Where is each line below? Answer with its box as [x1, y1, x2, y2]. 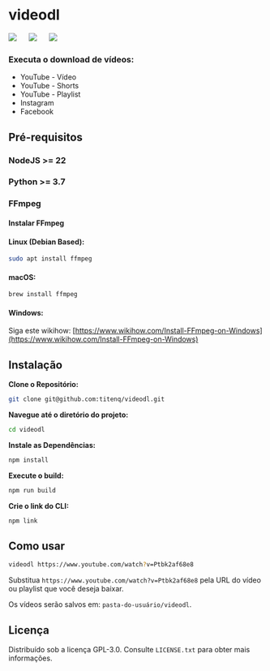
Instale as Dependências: [8, 440, 96, 449]
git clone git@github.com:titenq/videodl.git [8, 395, 165, 403]
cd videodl [8, 426, 45, 434]
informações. [8, 653, 53, 663]
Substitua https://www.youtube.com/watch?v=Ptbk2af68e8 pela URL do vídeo [8, 575, 262, 585]
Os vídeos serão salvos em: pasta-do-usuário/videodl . [8, 600, 192, 609]
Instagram [19, 98, 54, 108]
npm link [8, 517, 38, 525]
